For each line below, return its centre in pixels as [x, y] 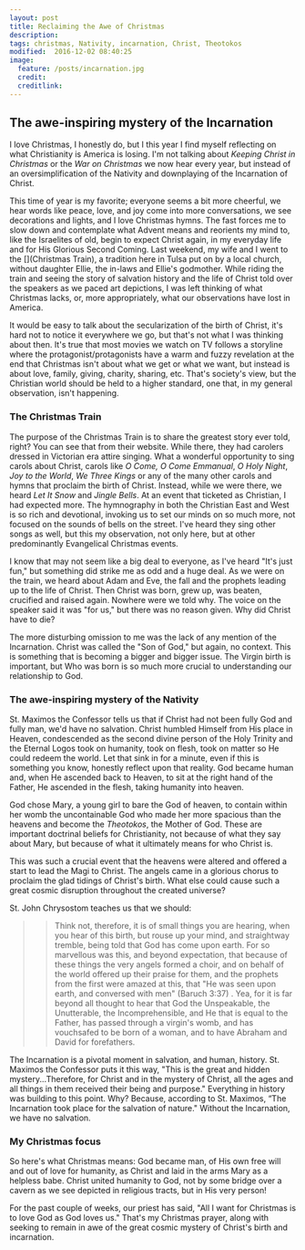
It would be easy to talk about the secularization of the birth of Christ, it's [147, 326]
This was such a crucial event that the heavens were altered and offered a [148, 861]
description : [34, 35]
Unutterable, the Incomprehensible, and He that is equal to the [171, 1013]
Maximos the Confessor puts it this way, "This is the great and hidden [140, 1069]
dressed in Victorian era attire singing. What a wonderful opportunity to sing [152, 456]
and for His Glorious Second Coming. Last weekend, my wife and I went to [149, 250]
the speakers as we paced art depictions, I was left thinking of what [136, 288]
